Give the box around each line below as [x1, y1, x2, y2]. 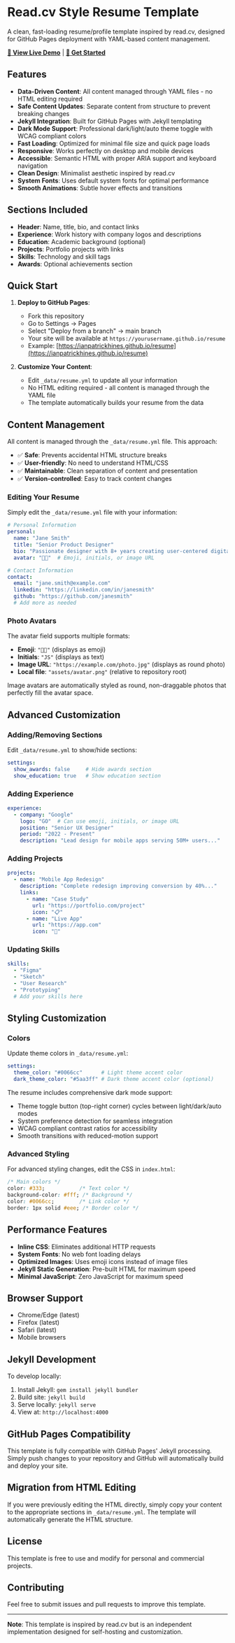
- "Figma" [13, 967, 42, 974]
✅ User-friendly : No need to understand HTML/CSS [17, 459, 169, 467]
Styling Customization [7, 1012, 107, 1024]
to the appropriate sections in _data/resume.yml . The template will [7, 1507, 197, 1516]
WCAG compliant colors [17, 131, 87, 140]
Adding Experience [7, 789, 74, 798]
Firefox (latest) [17, 1319, 60, 1327]
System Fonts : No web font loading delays [17, 1249, 141, 1258]
